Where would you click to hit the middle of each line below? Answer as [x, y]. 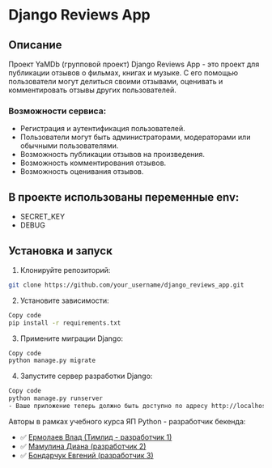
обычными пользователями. [69, 146]
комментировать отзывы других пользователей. [92, 90]
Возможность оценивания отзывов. [82, 172]
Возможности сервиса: [57, 111]
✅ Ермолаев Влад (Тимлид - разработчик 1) [96, 437]
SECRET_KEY [42, 217]
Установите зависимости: [64, 300]
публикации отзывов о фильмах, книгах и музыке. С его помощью [123, 73]
